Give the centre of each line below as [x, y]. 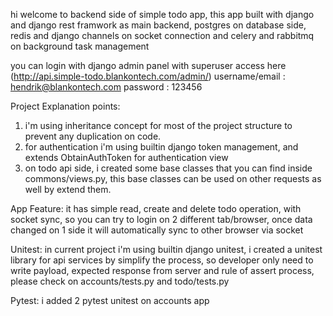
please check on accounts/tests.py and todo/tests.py [120, 281]
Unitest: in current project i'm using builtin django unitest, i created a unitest [166, 249]
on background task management [80, 46]
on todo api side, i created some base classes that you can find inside [168, 168]
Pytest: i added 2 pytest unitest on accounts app [110, 300]
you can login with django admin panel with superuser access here [148, 65]
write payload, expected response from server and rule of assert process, [162, 270]
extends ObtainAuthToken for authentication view [126, 157]
